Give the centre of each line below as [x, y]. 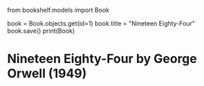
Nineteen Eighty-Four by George [102, 59]
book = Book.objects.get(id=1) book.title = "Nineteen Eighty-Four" [101, 23]
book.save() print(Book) [41, 31]
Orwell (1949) [47, 74]
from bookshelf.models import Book [58, 10]
